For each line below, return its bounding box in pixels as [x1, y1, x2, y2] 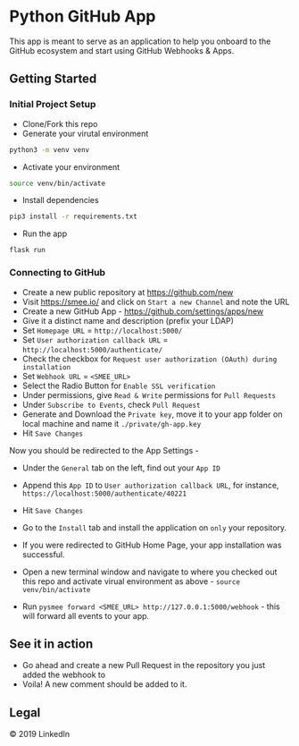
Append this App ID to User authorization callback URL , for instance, [21, 479, 279, 490]
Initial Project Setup [9, 98, 96, 111]
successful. [21, 548, 65, 560]
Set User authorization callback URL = [21, 334, 169, 345]
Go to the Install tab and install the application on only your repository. [21, 521, 287, 533]
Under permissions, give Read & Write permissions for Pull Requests [21, 389, 277, 400]
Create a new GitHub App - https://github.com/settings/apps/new [21, 306, 264, 317]
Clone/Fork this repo [21, 118, 98, 129]
